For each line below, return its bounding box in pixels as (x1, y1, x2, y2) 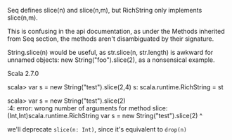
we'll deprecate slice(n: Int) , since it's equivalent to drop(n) (7, 125, 188, 133)
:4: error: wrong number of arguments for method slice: (7, 104, 168, 112)
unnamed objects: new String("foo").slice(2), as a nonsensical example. (7, 56, 216, 64)
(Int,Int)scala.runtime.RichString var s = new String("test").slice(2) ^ (7, 112, 202, 120)
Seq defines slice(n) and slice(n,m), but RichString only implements (7, 6, 202, 14)
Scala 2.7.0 (7, 70, 39, 77)
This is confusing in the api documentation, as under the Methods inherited (7, 27, 225, 35)
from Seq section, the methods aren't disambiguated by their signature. (7, 34, 214, 43)
